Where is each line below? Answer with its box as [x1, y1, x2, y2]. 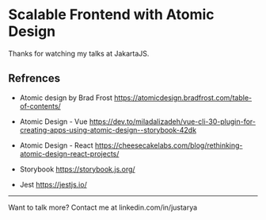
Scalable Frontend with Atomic [8, 6, 215, 24]
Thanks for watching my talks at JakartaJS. [8, 48, 150, 58]
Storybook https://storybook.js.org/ [19, 164, 136, 174]
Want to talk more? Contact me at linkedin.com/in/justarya [8, 203, 198, 212]
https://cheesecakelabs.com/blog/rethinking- [94, 141, 243, 150]
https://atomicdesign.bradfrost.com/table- [114, 93, 252, 102]
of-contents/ [19, 101, 61, 110]
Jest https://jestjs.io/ [19, 179, 87, 189]
